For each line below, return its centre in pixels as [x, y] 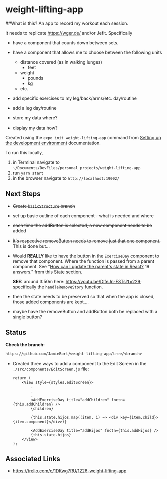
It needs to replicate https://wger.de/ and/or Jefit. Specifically [69, 33]
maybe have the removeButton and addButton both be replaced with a [85, 311]
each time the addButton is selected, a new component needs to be [82, 225]
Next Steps [23, 194]
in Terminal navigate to [36, 162]
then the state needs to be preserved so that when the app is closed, [84, 296]
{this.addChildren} [33, 404]
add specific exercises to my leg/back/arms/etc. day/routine [74, 98]
